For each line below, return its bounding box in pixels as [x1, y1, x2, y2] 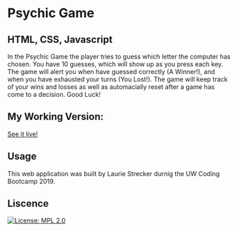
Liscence [7, 197, 49, 210]
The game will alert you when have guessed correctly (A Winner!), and [7, 68, 216, 76]
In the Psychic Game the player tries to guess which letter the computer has [7, 52, 231, 61]
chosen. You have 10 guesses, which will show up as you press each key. [7, 60, 224, 68]
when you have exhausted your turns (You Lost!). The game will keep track [7, 75, 228, 83]
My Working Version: [7, 111, 104, 123]
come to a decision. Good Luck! [7, 91, 101, 98]
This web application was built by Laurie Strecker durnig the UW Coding [7, 169, 220, 178]
